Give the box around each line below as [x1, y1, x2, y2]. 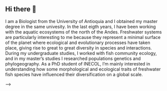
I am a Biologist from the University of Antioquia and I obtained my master [5, 18, 158, 24]
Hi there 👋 [5, 5, 37, 13]
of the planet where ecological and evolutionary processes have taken [5, 39, 150, 45]
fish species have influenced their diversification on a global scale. [5, 71, 143, 77]
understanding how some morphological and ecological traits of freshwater [5, 66, 161, 72]
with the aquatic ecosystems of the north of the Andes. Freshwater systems [5, 28, 162, 35]
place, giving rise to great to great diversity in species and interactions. [5, 44, 152, 50]
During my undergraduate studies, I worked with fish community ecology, [5, 50, 157, 56]
